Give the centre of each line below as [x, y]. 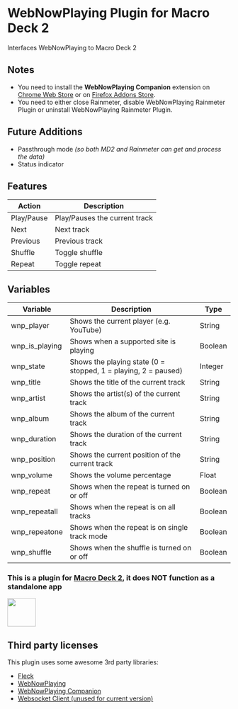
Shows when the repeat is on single [129, 528]
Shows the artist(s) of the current [125, 394]
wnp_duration [34, 439]
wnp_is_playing [36, 346]
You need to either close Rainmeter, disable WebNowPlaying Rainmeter [121, 102]
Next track [72, 229]
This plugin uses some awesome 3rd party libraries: [83, 662]
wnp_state [28, 366]
